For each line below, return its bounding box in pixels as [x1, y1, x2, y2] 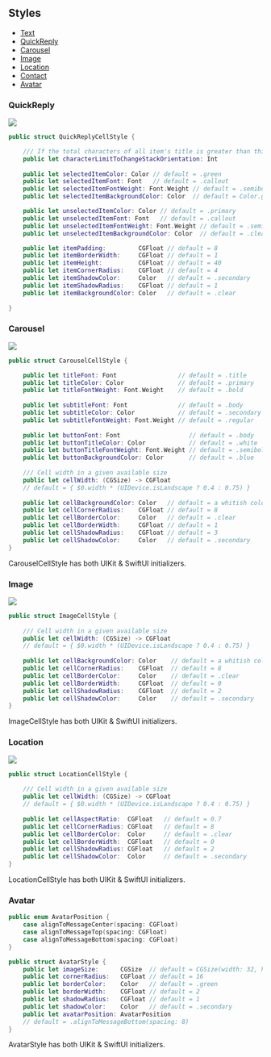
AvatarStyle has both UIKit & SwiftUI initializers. [8, 1040, 165, 1050]
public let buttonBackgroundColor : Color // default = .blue [23, 453, 254, 462]
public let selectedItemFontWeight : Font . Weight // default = [23, 185, 236, 193]
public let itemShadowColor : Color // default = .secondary [23, 274, 251, 282]
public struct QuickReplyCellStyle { [8, 133, 135, 141]
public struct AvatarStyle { [8, 958, 106, 966]
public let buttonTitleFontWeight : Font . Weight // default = [23, 446, 232, 454]
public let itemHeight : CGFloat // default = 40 [23, 259, 222, 267]
